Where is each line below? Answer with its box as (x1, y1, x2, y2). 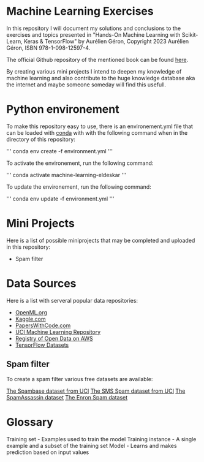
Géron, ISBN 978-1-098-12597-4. (6, 44, 91, 51)
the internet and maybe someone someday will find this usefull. (6, 81, 167, 88)
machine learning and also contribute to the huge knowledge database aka (6, 74, 195, 81)
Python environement (6, 102, 119, 116)
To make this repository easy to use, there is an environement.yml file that (6, 123, 193, 130)
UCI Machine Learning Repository (15, 328, 101, 335)
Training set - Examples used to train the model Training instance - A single (6, 435, 197, 442)
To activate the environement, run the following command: (6, 159, 154, 167)
